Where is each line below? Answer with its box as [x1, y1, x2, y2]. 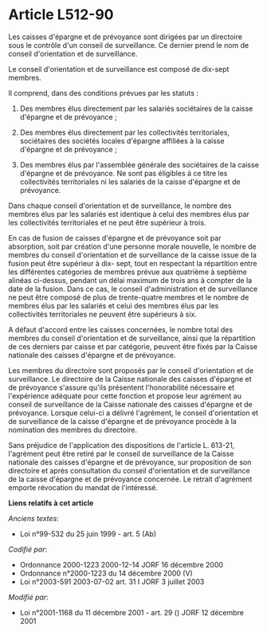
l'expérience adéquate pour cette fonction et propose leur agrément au [8, 391, 241, 400]
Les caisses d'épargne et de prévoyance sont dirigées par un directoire [8, 32, 243, 41]
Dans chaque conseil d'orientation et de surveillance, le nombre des [8, 201, 232, 210]
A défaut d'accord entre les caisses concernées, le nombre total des [8, 324, 234, 334]
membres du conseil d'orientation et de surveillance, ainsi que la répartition [8, 333, 256, 343]
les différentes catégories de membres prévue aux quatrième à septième [8, 267, 247, 277]
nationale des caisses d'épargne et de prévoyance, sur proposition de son [8, 457, 252, 467]
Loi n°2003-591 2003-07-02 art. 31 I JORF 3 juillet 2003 [19, 576, 205, 587]
